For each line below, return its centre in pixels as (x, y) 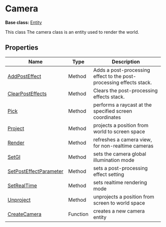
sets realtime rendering (120, 182)
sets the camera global (120, 153)
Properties (22, 48)
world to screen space (119, 131)
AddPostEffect (24, 76)
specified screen (113, 111)
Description (126, 62)
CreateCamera (25, 214)
